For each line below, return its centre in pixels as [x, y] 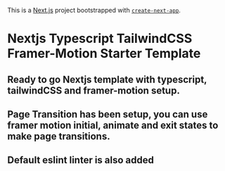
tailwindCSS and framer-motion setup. [94, 90]
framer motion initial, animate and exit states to [113, 125]
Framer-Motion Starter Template [104, 54]
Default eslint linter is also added [81, 160]
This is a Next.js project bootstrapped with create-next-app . [94, 10]
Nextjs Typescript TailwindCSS [100, 39]
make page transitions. [59, 136]
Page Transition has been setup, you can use [108, 114]
